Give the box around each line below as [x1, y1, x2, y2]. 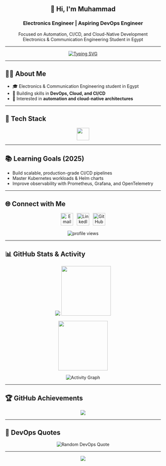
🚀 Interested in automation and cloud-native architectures [12, 95, 133, 102]
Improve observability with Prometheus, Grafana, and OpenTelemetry [12, 180, 154, 186]
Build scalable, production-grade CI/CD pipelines [12, 170, 113, 176]
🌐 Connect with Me [5, 199, 66, 208]
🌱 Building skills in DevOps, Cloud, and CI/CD [12, 90, 106, 96]
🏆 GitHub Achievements [5, 394, 83, 403]
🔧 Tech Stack [5, 115, 46, 123]
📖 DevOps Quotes [5, 428, 61, 437]
